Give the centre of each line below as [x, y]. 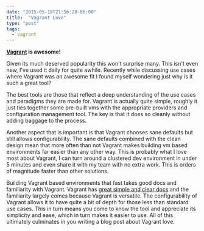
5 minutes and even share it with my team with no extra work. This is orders [101, 165]
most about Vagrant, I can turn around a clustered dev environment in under [102, 158]
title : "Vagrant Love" [37, 18]
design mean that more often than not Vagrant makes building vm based [97, 145]
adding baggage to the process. [47, 121]
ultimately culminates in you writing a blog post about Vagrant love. [90, 222]
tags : [13, 29]
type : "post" [23, 23]
